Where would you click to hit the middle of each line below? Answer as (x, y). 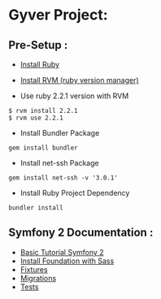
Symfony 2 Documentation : (81, 233)
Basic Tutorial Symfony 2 (62, 252)
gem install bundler (44, 148)
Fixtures (34, 269)
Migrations (38, 278)
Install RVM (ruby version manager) (80, 80)
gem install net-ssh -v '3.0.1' (63, 178)
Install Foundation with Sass (67, 261)
